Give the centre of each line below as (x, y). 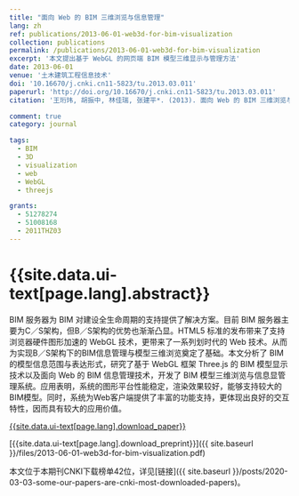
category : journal (43, 124)
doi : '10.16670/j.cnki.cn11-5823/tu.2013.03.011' (103, 84)
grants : (24, 206)
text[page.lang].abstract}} (110, 293)
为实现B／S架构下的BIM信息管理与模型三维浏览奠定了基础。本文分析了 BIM (147, 353)
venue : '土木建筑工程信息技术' (61, 76)
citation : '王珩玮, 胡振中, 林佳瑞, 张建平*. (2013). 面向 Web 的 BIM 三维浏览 (148, 100)
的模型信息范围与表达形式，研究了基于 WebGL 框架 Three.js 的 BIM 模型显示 (149, 364)
